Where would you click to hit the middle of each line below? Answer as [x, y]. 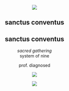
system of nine [34, 56]
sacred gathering [34, 51]
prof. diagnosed [34, 65]
